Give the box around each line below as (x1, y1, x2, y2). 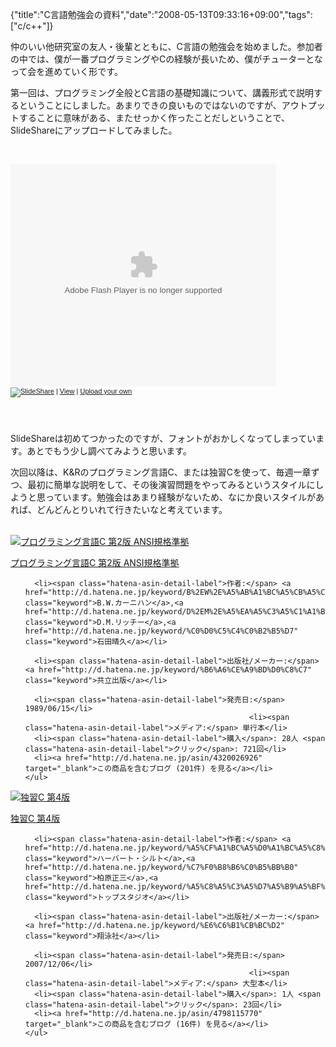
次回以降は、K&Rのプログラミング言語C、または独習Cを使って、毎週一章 (10, 466, 312, 478)
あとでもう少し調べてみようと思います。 (26, 445, 192, 457)
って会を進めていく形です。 (10, 66, 123, 77)
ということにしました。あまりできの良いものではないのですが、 (18, 99, 282, 111)
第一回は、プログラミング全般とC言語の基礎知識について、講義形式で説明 (10, 87, 315, 98)
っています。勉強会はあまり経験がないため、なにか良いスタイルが (44, 491, 316, 503)
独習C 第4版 (10, 813, 61, 824)
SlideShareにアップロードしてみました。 (10, 124, 178, 136)
